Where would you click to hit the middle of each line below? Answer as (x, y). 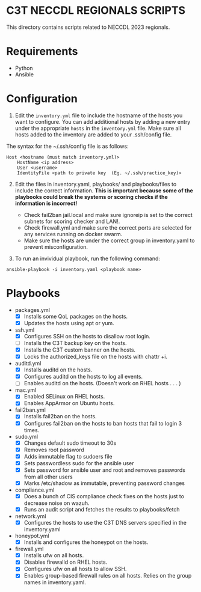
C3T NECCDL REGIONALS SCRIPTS (96, 11)
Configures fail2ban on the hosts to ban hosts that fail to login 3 (103, 423)
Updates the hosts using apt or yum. (69, 323)
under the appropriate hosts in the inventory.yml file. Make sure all (98, 128)
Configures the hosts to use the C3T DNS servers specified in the (105, 523)
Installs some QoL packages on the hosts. (76, 316)
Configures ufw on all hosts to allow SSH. (75, 569)
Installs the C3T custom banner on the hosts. (80, 350)
